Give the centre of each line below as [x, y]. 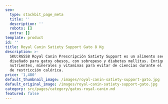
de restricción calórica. [37, 70]
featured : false [22, 93]
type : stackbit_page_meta [37, 14]
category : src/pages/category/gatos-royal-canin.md [60, 89]
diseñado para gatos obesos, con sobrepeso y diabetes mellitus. [79, 61]
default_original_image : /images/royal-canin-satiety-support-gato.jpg [81, 84]
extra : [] [20, 33]
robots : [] [21, 28]
